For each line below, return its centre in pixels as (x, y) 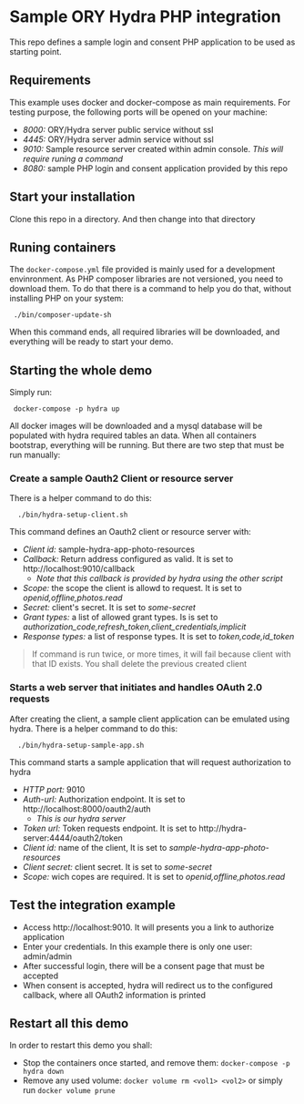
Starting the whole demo (81, 370)
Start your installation (72, 197)
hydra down (43, 1072)
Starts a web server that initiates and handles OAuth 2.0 (136, 688)
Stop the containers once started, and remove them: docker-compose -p (156, 1063)
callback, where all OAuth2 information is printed (114, 995)
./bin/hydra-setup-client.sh (73, 515)
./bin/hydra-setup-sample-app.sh (81, 745)
